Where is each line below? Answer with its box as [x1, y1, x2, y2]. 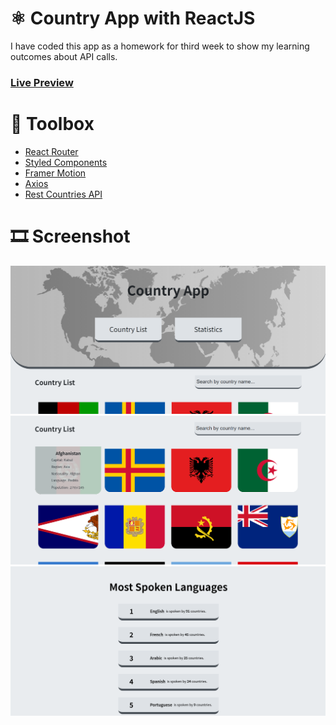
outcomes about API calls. [10, 50, 118, 62]
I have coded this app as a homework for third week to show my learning [10, 40, 310, 52]
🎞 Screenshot [10, 225, 131, 247]
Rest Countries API [24, 188, 103, 200]
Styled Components [24, 156, 108, 168]
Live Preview [10, 75, 74, 89]
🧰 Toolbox [10, 113, 95, 136]
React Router [24, 145, 79, 157]
